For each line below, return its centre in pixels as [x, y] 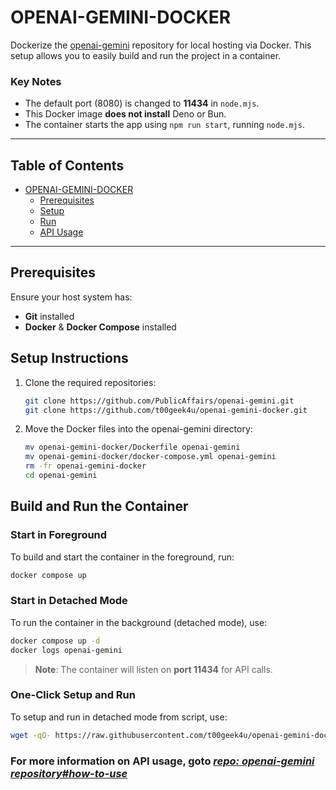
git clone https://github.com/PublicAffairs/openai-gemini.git [159, 401]
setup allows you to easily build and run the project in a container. [146, 55]
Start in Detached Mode [69, 601]
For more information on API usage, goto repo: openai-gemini [162, 761]
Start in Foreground [59, 535]
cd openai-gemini [61, 476]
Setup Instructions [69, 358]
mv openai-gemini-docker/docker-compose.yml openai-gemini [150, 457]
